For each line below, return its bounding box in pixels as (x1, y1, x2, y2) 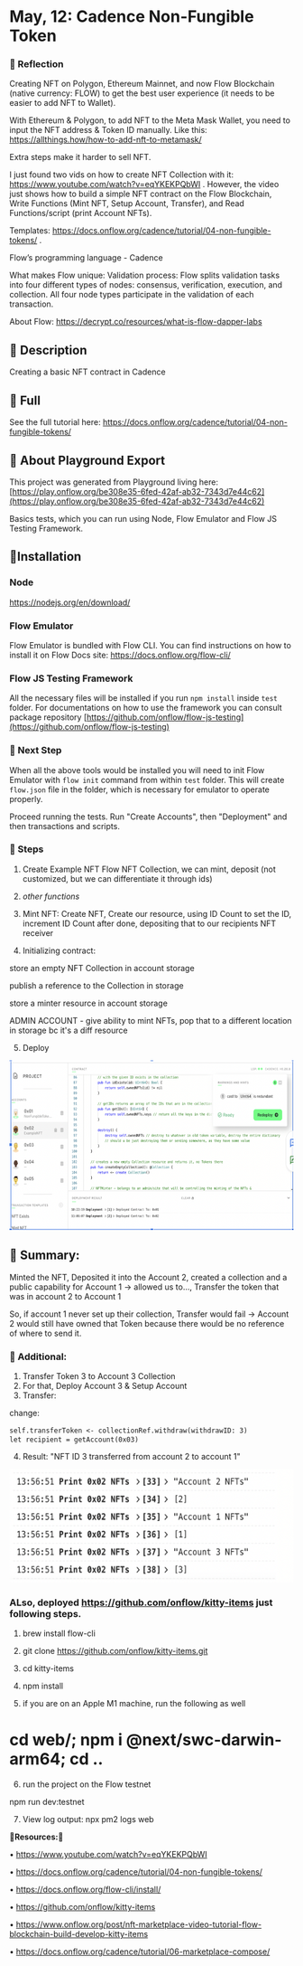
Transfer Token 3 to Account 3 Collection (22, 1370, 176, 1381)
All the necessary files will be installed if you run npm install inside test (9, 693, 278, 704)
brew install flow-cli (22, 1628, 96, 1639)
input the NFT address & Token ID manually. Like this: (9, 125, 207, 136)
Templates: (9, 225, 51, 236)
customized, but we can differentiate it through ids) (22, 873, 214, 884)
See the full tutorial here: (9, 417, 101, 428)
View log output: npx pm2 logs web (22, 1814, 155, 1825)
